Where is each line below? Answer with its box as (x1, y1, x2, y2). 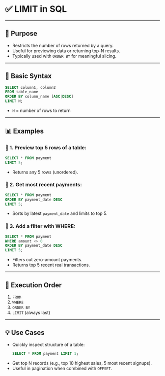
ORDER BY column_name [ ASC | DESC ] (5, 94, 74, 99)
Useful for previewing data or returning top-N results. (12, 48, 120, 54)
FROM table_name (5, 90, 38, 95)
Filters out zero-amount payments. (12, 257, 82, 263)
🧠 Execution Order (5, 281, 62, 289)
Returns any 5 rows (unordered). (12, 169, 79, 175)
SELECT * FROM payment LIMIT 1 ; (12, 351, 79, 356)
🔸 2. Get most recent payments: (5, 181, 82, 188)
